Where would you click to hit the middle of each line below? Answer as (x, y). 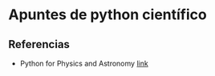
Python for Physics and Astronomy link (84, 63)
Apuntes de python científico (107, 15)
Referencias (39, 44)
